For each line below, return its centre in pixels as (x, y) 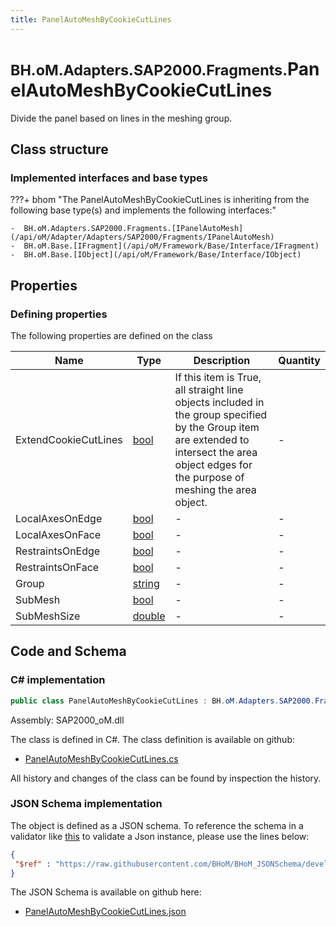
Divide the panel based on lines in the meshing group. (121, 118)
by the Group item (217, 427)
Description (222, 360)
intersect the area (216, 452)
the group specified (221, 414)
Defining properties (59, 314)
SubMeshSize (48, 616)
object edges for (213, 464)
